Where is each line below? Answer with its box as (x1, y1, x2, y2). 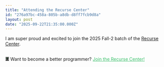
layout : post (5, 17, 33, 22)
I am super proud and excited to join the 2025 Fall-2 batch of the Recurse (5, 36, 159, 42)
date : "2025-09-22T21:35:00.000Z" (5, 21, 79, 27)
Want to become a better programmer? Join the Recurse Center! (10, 56, 145, 62)
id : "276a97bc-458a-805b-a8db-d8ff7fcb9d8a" (5, 12, 101, 17)
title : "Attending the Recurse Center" (5, 7, 90, 13)
